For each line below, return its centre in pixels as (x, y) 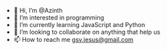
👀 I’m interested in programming (59, 18)
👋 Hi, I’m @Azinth (38, 10)
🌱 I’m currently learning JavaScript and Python (79, 25)
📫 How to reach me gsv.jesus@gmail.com (73, 40)
